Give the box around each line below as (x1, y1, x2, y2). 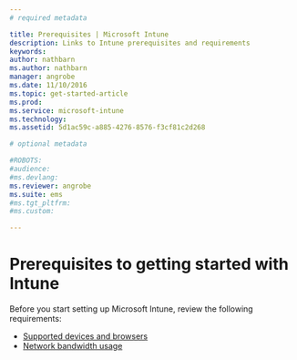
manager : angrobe (9, 72, 76, 82)
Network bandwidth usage (22, 341, 123, 352)
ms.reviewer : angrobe (9, 181, 92, 190)
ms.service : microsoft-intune (9, 106, 125, 115)
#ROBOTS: (9, 156, 43, 165)
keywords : (9, 46, 47, 56)
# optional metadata (9, 139, 88, 149)
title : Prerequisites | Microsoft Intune (9, 29, 169, 39)
